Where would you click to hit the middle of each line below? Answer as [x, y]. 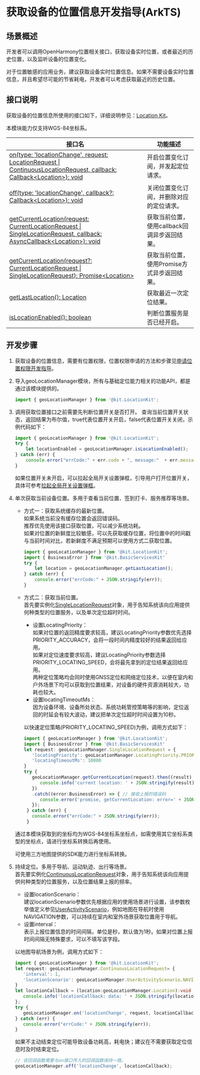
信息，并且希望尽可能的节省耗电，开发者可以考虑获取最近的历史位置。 [92, 79]
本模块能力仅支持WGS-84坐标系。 [48, 128]
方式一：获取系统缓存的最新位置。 [65, 510]
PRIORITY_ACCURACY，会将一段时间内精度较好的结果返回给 [107, 640]
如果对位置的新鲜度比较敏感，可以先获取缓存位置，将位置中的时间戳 [107, 533]
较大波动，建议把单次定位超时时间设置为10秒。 [121, 714]
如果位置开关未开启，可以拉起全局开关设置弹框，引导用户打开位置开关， [103, 478]
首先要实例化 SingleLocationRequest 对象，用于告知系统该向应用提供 [107, 605]
